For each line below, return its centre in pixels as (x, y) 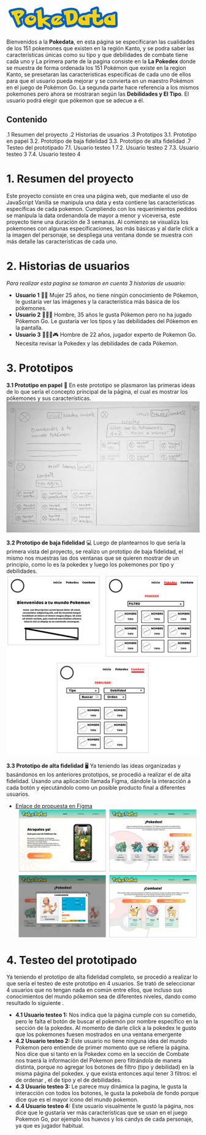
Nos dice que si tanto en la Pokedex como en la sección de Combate (102, 1054)
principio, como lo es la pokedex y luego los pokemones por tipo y (90, 565)
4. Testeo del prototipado (72, 960)
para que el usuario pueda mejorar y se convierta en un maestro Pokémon (100, 81)
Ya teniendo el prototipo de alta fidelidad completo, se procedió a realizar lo (102, 977)
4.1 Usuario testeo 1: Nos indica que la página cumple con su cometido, (106, 1015)
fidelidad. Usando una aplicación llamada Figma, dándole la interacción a (99, 781)
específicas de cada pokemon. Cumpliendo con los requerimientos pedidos (102, 208)
